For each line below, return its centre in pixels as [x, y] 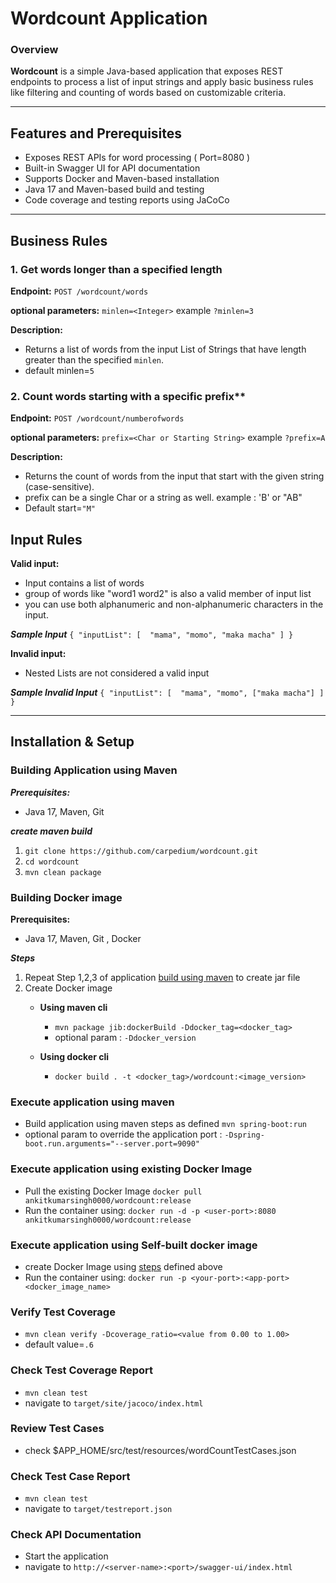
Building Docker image [66, 897]
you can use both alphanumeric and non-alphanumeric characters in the [174, 604]
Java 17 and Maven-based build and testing [114, 189]
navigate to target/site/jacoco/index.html [114, 1403]
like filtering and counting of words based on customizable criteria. [148, 93]
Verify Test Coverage [63, 1312]
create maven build [51, 831]
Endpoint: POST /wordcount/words [79, 291]
